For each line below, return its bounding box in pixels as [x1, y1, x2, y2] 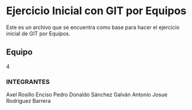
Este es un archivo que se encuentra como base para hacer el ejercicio [6, 24, 180, 31]
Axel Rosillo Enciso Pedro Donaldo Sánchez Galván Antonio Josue [6, 91, 168, 98]
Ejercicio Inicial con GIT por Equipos [6, 4, 187, 18]
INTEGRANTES [6, 77, 50, 86]
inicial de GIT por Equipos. [6, 30, 71, 37]
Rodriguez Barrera [6, 98, 51, 105]
